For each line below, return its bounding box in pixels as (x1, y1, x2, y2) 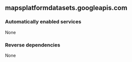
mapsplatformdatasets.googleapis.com (5, 4, 128, 12)
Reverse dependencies (5, 41, 60, 48)
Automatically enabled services (5, 18, 81, 25)
